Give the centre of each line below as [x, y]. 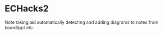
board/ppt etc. [19, 27]
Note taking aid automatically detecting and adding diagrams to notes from [81, 22]
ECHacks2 [27, 9]
